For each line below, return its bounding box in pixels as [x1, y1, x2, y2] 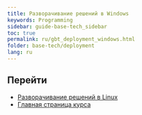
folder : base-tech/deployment [7, 42, 95, 49]
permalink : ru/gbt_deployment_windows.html [7, 36, 136, 43]
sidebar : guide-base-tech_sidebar [7, 23, 108, 30]
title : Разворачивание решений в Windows [7, 10, 129, 17]
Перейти [7, 74, 47, 87]
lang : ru [7, 49, 33, 56]
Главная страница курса [17, 100, 91, 108]
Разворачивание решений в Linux [17, 93, 118, 101]
